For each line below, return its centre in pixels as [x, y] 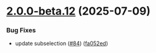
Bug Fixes [21, 30]
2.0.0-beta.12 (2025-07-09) [78, 11]
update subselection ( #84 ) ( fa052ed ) [61, 43]
